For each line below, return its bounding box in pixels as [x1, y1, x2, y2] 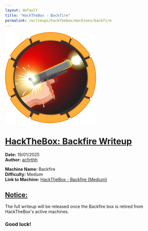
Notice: [5, 191, 28, 199]
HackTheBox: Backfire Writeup [5, 136, 132, 147]
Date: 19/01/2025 [5, 152, 40, 158]
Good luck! [5, 221, 32, 228]
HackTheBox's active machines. [5, 209, 69, 214]
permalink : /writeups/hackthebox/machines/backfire [5, 18, 112, 23]
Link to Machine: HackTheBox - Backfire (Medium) [5, 177, 108, 182]
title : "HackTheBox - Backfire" [5, 13, 70, 18]
